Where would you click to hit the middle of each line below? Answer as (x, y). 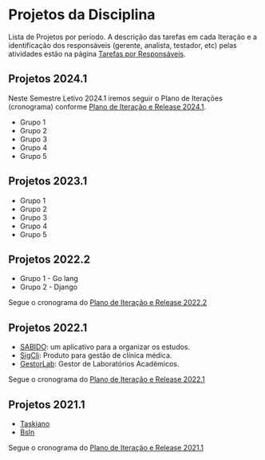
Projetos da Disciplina (82, 15)
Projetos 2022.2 (49, 259)
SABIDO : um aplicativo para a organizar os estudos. (105, 347)
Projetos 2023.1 (48, 181)
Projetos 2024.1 (48, 79)
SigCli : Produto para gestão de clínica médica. (96, 355)
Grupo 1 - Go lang (49, 279)
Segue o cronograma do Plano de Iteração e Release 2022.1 (107, 379)
